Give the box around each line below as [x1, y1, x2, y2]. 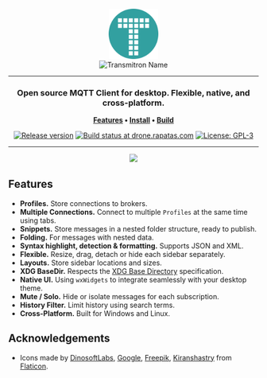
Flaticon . [19, 361, 48, 371]
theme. [19, 283, 44, 293]
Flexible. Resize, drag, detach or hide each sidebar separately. [19, 249, 226, 259]
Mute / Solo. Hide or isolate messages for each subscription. [19, 291, 220, 301]
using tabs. [19, 216, 57, 225]
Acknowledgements [8, 332, 110, 345]
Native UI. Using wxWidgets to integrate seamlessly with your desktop [19, 275, 247, 284]
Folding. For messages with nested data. [19, 232, 154, 242]
